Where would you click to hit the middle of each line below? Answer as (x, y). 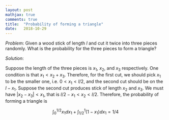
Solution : (15, 58)
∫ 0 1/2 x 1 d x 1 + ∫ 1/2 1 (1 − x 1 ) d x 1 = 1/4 (86, 112)
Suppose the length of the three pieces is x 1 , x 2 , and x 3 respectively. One (82, 69)
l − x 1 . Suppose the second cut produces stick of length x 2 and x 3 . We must (84, 88)
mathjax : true (20, 15)
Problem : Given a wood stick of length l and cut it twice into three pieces (81, 43)
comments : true (21, 19)
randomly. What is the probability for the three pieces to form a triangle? (81, 49)
